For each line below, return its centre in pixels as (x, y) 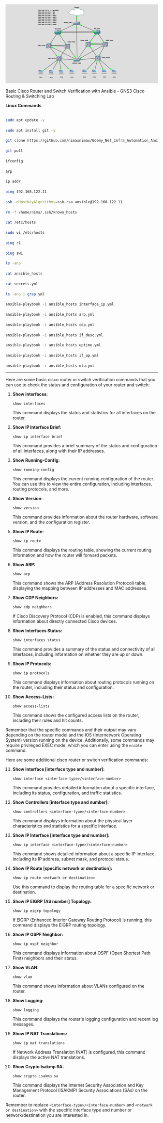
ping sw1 (14, 253)
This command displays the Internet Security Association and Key (78, 1085)
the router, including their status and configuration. (63, 687)
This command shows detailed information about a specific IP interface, (84, 854)
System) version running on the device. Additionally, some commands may (80, 740)
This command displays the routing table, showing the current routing (82, 550)
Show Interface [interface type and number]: (59, 769)
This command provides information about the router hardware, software (85, 517)
